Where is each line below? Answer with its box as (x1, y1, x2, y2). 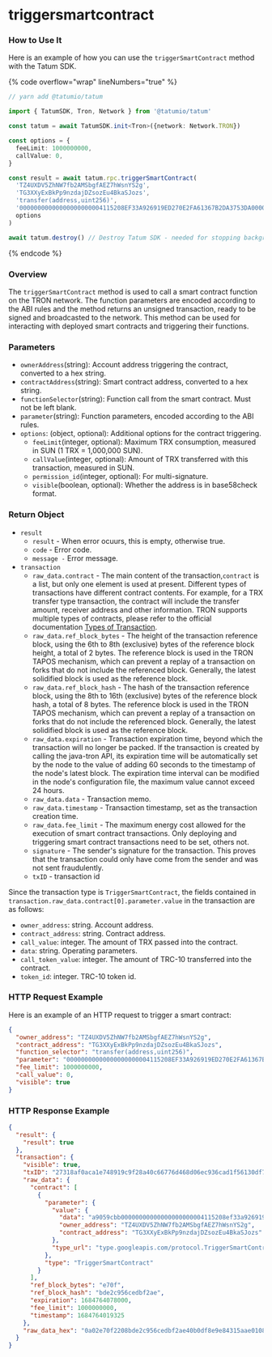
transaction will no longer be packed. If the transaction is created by (32, 742, 260, 752)
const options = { (8, 137, 70, 145)
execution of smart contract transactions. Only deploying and (32, 828, 237, 838)
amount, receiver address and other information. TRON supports (32, 604, 248, 614)
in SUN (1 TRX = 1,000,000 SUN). (32, 446, 143, 456)
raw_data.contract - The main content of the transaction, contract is (32, 570, 260, 580)
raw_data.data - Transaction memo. (32, 794, 151, 804)
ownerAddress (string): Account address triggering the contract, (19, 360, 228, 370)
